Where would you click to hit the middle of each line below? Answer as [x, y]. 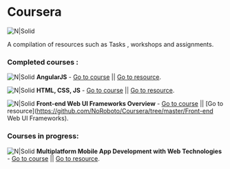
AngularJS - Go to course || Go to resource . [99, 77]
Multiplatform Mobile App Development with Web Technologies [129, 151]
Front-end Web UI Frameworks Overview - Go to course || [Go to [130, 104]
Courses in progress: [43, 136]
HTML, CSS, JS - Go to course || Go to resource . [105, 91]
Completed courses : [43, 62]
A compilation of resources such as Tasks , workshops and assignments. [111, 44]
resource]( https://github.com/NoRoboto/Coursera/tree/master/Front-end [110, 111]
